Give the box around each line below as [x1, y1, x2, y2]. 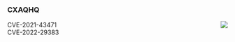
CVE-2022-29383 [7, 28, 59, 36]
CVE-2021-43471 [7, 21, 57, 29]
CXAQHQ [7, 5, 40, 15]
